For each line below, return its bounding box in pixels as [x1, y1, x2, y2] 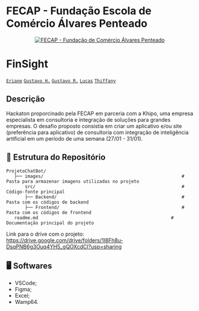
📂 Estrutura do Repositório [6, 153, 106, 163]
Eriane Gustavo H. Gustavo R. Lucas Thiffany [6, 78, 116, 84]
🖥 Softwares [6, 261, 52, 271]
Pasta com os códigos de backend [6, 199, 89, 205]
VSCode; [14, 280, 37, 287]
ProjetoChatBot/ [6, 168, 46, 174]
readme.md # [14, 215, 174, 221]
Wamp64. [14, 299, 39, 306]
